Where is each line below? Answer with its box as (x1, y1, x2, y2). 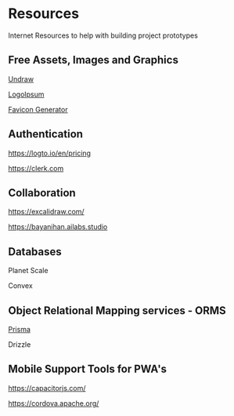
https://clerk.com (8, 163, 64, 173)
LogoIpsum (8, 89, 45, 99)
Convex (8, 281, 33, 290)
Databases (8, 245, 63, 258)
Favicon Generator (8, 104, 68, 114)
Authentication (8, 127, 84, 141)
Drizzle (8, 340, 31, 349)
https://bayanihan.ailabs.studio (8, 222, 108, 232)
